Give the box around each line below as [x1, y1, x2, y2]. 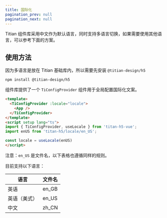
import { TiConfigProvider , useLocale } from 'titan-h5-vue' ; [5, 124, 137, 130]
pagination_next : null [5, 16, 52, 21]
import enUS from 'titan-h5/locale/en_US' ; [5, 129, 97, 134]
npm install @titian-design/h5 [5, 77, 70, 82]
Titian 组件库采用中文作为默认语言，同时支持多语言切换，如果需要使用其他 [5, 31, 158, 37]
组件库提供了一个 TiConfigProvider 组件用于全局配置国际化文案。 [5, 87, 140, 93]
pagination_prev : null [5, 12, 52, 17]
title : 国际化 [5, 7, 32, 12]
